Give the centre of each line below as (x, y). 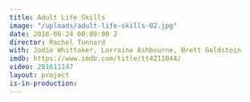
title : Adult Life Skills (57, 17)
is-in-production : (43, 83)
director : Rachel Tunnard (57, 42)
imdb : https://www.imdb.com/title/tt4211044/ (95, 59)
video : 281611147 (42, 67)
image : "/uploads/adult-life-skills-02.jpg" (93, 26)
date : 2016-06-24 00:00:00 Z (63, 34)
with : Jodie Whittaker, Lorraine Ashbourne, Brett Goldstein (125, 51)
